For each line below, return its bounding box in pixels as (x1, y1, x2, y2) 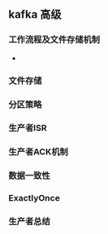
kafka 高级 (8, 7, 63, 22)
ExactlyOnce (8, 193, 61, 204)
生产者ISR (8, 123, 47, 134)
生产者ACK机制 (8, 146, 69, 158)
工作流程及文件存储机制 (8, 34, 100, 45)
